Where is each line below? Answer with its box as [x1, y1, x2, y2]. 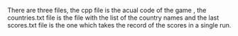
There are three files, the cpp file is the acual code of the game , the [7, 6, 207, 14]
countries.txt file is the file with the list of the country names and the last [7, 13, 220, 22]
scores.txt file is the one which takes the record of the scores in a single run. [7, 21, 232, 29]
